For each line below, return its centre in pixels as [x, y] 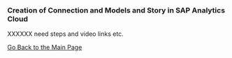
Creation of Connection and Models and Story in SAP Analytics [116, 10]
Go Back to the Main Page [45, 48]
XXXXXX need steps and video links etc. [65, 34]
